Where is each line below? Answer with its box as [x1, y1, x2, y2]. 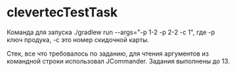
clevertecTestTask [6, 4, 118, 21]
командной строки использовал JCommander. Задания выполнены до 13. [6, 56, 231, 65]
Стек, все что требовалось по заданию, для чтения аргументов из [6, 49, 209, 58]
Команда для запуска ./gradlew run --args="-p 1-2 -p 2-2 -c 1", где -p [6, 28, 215, 36]
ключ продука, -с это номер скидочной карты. [6, 35, 149, 43]
